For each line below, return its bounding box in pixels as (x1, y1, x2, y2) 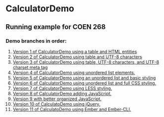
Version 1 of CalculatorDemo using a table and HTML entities (12, 48, 137, 54)
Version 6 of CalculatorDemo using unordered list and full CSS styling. (12, 80, 157, 86)
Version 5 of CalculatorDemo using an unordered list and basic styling (12, 75, 156, 80)
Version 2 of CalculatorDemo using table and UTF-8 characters (12, 54, 143, 60)
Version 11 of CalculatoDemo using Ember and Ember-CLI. (12, 106, 131, 112)
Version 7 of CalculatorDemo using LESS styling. (12, 85, 112, 91)
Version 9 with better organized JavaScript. (12, 96, 102, 102)
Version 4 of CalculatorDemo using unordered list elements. (12, 70, 135, 76)
